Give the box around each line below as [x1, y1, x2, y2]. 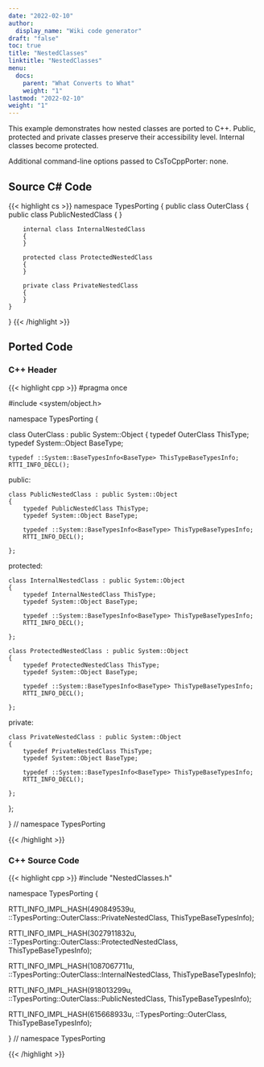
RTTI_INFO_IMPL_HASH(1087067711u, [8, 961, 135, 970]
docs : [15, 72, 35, 80]
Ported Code [8, 340, 73, 354]
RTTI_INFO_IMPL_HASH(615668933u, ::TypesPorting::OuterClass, [8, 1009, 227, 1019]
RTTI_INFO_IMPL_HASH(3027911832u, [8, 928, 137, 938]
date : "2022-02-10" [8, 11, 74, 20]
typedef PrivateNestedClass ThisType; [23, 746, 153, 755]
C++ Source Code [8, 854, 80, 866]
